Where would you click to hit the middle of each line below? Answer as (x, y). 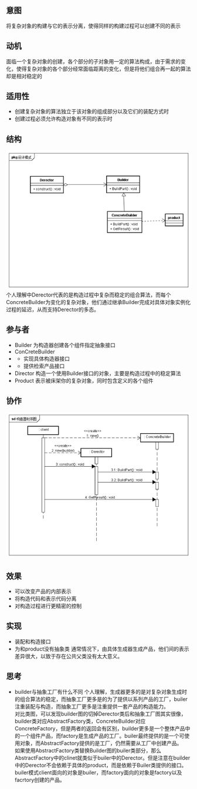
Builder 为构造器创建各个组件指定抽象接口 (65, 345)
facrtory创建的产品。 (40, 780)
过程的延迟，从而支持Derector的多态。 (53, 309)
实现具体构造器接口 (47, 358)
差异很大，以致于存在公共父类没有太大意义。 (69, 656)
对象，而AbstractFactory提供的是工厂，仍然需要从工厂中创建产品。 (101, 743)
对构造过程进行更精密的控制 (48, 606)
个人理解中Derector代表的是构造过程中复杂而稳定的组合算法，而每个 (89, 295)
